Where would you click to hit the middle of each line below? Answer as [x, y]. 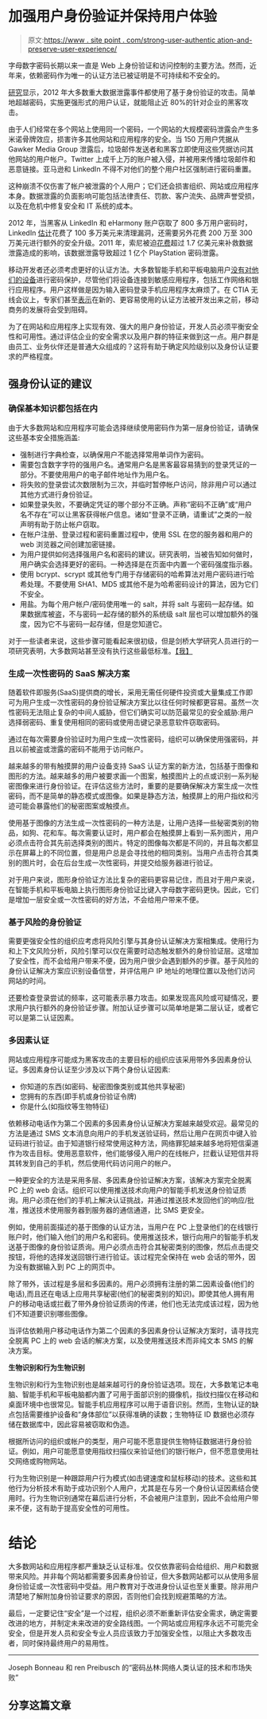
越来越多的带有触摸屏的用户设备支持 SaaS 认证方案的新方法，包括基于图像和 [133, 765]
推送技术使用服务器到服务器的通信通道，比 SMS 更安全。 [115, 1210]
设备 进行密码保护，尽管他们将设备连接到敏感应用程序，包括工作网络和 [137, 279]
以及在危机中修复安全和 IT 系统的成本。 [73, 206]
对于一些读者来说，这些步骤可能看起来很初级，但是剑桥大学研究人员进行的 [130, 641]
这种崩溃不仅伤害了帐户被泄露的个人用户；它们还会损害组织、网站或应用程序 [133, 186]
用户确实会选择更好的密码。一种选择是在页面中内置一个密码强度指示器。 [138, 564]
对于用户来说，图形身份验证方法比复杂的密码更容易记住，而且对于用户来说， [133, 879]
